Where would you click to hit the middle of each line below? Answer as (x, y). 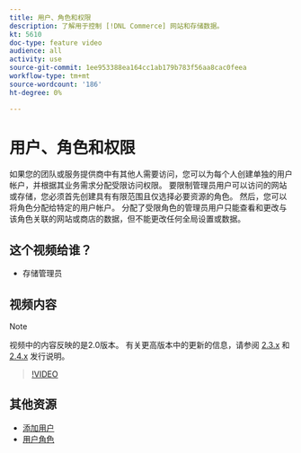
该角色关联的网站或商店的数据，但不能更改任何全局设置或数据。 (127, 219)
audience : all (36, 51)
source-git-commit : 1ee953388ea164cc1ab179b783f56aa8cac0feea (128, 68)
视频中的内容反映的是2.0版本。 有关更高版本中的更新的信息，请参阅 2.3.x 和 (150, 345)
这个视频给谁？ (51, 250)
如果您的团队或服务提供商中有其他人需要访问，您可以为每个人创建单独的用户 (151, 174)
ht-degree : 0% (36, 92)
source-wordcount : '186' (56, 84)
